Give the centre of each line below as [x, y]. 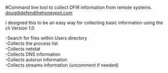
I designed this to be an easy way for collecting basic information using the [84, 23]
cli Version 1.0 [20, 28]
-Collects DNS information [33, 54]
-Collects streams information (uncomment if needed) [62, 65]
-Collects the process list [32, 43]
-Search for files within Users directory [46, 38]
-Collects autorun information [36, 60]
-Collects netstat [23, 49]
